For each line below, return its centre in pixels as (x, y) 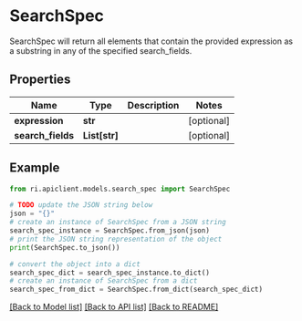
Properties (40, 80)
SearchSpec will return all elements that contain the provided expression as (151, 41)
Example (35, 168)
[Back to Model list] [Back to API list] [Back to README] (114, 307)
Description (153, 105)
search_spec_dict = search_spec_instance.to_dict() (109, 273)
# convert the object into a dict (75, 264)
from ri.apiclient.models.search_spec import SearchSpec (120, 189)
